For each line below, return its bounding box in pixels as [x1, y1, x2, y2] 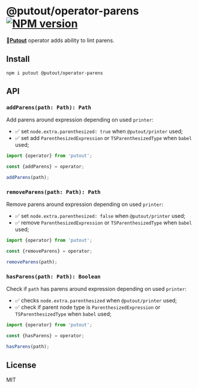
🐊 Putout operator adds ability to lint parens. [6, 37, 115, 44]
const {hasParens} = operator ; [6, 333, 85, 339]
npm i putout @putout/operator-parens [6, 70, 103, 76]
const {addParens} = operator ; [6, 163, 85, 170]
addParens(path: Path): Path [6, 104, 92, 111]
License [6, 360, 37, 371]
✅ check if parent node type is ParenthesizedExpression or [14, 304, 161, 311]
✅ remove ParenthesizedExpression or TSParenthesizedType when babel [14, 219, 192, 226]
